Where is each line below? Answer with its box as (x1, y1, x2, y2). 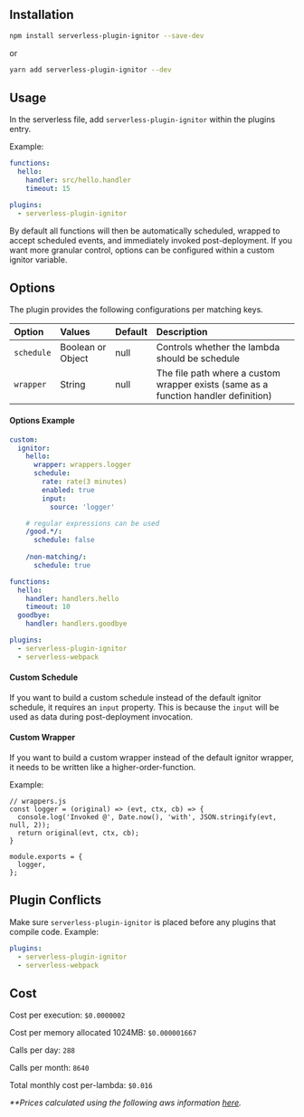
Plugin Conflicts (9, 893, 102, 908)
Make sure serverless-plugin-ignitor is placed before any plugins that (9, 916, 276, 927)
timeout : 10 (25, 602, 71, 612)
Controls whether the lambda (156, 341, 280, 354)
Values (60, 326, 90, 339)
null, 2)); (9, 821, 51, 830)
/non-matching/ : (25, 552, 88, 562)
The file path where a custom (156, 367, 280, 379)
